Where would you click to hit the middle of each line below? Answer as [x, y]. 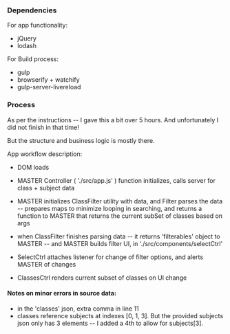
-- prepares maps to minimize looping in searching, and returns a [109, 208]
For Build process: [33, 59]
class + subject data [46, 188]
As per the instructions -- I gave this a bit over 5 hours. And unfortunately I [113, 120]
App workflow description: [45, 154]
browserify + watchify [49, 80]
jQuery [27, 38]
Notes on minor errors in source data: [62, 293]
